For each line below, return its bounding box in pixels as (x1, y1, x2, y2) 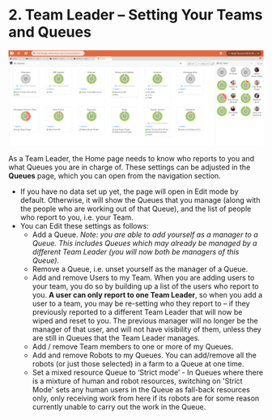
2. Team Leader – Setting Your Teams (8, 6, 263, 24)
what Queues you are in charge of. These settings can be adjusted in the (8, 162, 251, 172)
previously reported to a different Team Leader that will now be (32, 307, 243, 317)
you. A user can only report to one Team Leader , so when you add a (32, 290, 263, 300)
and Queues (8, 23, 91, 41)
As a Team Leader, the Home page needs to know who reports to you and (8, 154, 255, 164)
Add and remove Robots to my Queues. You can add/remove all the (32, 350, 257, 360)
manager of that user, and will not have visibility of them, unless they (32, 324, 261, 334)
